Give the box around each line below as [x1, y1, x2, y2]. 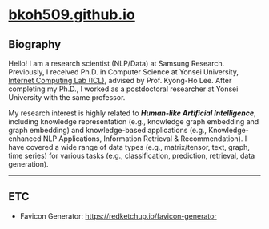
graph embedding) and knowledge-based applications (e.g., [8, 126, 207, 135]
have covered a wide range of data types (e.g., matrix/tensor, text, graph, [8, 143, 251, 151]
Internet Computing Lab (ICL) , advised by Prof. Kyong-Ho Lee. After [8, 76, 232, 85]
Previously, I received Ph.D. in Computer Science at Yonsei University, [8, 67, 239, 77]
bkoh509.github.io [8, 6, 136, 24]
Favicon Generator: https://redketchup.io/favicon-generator [19, 211, 218, 221]
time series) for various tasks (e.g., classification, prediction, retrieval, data [8, 151, 255, 160]
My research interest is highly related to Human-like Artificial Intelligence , [8, 108, 256, 118]
